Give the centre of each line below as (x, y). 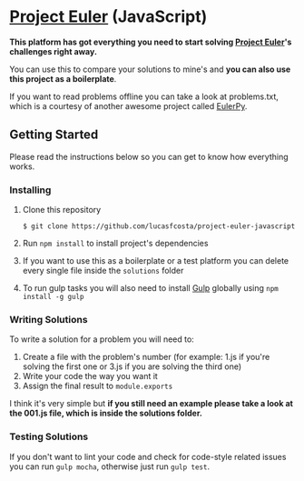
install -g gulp (53, 297)
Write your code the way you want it (90, 376)
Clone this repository (62, 210)
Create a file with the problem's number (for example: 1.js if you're (146, 357)
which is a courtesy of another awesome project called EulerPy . (128, 105)
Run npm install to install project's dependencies (115, 244)
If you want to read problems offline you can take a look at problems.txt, (144, 96)
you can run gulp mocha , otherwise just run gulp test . (110, 466)
